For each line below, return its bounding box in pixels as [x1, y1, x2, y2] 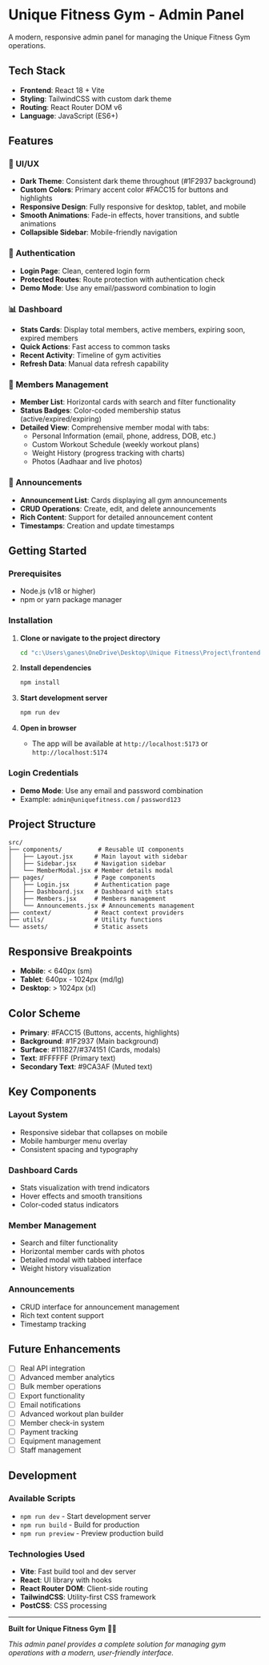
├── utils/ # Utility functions [8, 916, 163, 924]
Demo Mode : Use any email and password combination [19, 785, 203, 796]
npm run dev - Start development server [19, 1511, 151, 1520]
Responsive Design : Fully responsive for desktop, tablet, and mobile [19, 202, 247, 212]
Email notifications [19, 1399, 82, 1410]
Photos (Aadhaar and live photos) [31, 457, 143, 466]
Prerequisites [8, 568, 62, 579]
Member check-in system [19, 1418, 105, 1427]
